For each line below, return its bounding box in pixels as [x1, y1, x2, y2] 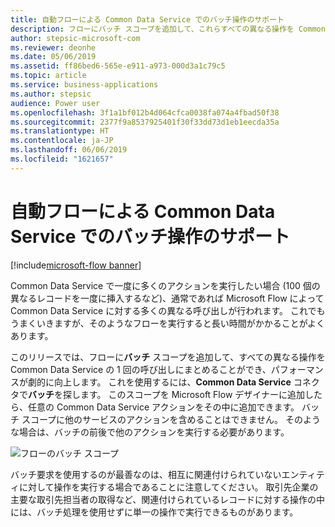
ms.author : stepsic [10, 89, 92, 99]
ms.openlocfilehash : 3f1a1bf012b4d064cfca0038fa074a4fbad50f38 [10, 107, 280, 118]
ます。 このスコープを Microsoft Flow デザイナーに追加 [79, 388, 306, 400]
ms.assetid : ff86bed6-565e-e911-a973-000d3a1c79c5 [10, 61, 226, 71]
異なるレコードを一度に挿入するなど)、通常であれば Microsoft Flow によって [10, 292, 325, 304]
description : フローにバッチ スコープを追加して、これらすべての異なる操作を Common [10, 24, 326, 34]
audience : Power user [10, 98, 101, 108]
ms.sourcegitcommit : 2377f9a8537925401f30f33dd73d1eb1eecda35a [10, 117, 280, 127]
